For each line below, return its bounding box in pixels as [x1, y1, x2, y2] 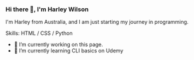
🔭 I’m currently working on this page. [13, 41, 103, 48]
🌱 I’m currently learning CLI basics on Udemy [13, 47, 124, 54]
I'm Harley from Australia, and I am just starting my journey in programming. [5, 19, 189, 26]
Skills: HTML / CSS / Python [5, 30, 73, 37]
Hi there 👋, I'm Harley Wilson [5, 5, 89, 13]
